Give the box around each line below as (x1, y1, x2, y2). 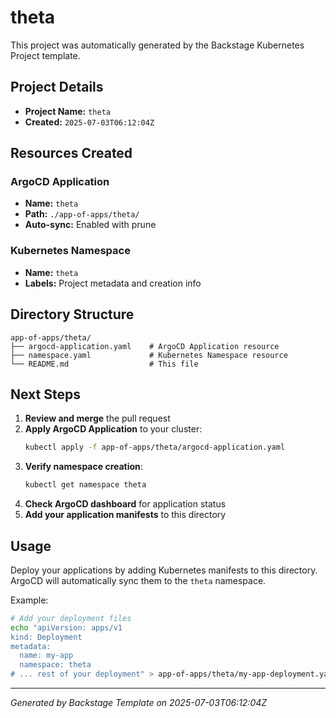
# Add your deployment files (10, 613, 132, 623)
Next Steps (10, 386, 81, 403)
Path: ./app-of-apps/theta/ (24, 208, 140, 220)
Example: (10, 594, 49, 606)
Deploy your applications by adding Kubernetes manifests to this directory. (10, 564, 318, 576)
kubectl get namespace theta (24, 480, 147, 490)
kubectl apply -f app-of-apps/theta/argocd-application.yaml (24, 442, 286, 453)
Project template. (10, 49, 81, 61)
